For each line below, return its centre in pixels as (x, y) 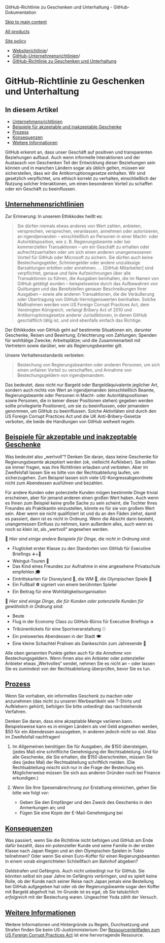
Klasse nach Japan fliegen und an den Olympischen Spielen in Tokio (75, 851)
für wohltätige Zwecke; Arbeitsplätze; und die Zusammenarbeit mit (73, 340)
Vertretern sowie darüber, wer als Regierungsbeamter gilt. (64, 346)
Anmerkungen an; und (42, 808)
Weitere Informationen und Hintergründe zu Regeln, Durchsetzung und (77, 925)
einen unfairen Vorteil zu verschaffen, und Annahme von (74, 370)
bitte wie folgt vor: (31, 793)
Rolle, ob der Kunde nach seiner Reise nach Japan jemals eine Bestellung (80, 881)
